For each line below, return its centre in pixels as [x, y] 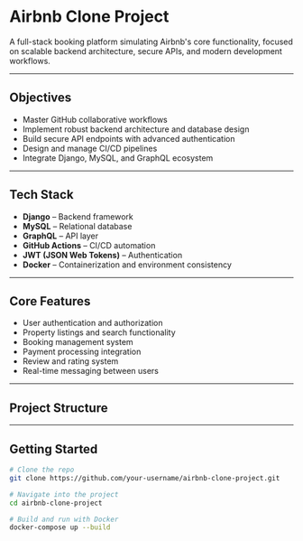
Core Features [50, 301]
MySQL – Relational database [77, 226]
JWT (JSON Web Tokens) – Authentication [102, 255]
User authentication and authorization [93, 323]
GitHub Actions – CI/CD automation [89, 245]
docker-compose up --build [60, 527]
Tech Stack [41, 195]
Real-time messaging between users [91, 371]
